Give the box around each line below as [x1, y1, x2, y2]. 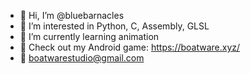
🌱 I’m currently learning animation [19, 31, 160, 42]
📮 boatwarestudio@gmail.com [19, 52, 145, 64]
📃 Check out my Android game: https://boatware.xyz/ [19, 41, 241, 53]
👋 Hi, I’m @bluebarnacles [19, 10, 125, 21]
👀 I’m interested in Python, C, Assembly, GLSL [19, 20, 210, 32]
